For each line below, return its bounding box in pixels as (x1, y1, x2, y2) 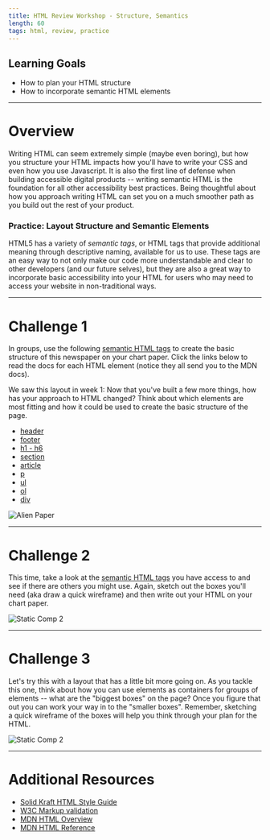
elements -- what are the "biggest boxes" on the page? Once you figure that (8, 693, 261, 703)
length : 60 (8, 19, 45, 27)
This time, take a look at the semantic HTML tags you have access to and (8, 573, 251, 582)
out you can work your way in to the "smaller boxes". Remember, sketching (8, 702, 257, 712)
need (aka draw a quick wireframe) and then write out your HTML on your (8, 590, 253, 600)
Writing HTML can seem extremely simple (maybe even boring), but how (8, 149, 249, 159)
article (19, 461, 42, 470)
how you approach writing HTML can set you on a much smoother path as (8, 192, 255, 201)
